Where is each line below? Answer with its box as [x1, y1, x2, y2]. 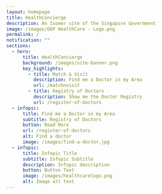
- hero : [12, 49, 32, 55]
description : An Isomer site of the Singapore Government [6, 20, 156, 26]
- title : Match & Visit [28, 71, 88, 77]
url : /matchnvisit [33, 83, 80, 89]
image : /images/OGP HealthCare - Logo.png [6, 26, 115, 32]
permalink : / [6, 32, 39, 38]
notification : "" [6, 37, 50, 43]
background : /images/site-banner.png [22, 60, 118, 66]
